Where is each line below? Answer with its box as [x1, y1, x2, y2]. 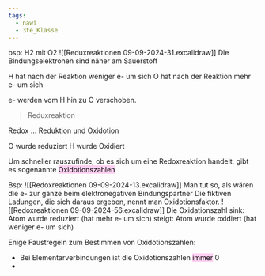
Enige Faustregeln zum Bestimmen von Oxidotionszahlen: [8, 238, 196, 248]
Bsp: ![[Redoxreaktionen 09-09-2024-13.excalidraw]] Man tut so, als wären [8, 180, 254, 190]
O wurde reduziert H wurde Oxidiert [8, 142, 125, 151]
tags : [8, 11, 26, 20]
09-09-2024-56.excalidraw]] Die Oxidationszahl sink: [70, 206, 245, 215]
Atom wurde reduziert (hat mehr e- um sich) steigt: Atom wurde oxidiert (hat [8, 214, 257, 224]
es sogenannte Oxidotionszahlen [8, 165, 115, 175]
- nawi [15, 19, 37, 27]
